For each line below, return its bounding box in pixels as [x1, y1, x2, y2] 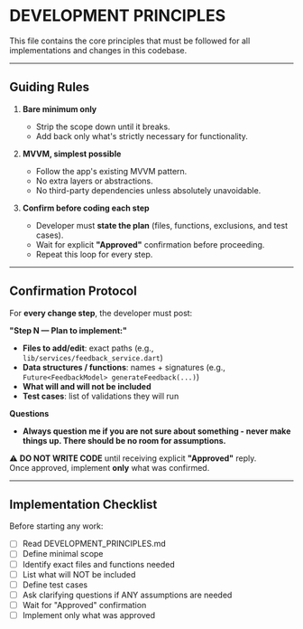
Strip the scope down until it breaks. [35, 121, 170, 132]
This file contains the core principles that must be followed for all [9, 35, 251, 46]
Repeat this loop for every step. [35, 249, 153, 259]
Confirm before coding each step [22, 202, 151, 213]
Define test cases [22, 579, 88, 590]
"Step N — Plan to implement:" [9, 324, 128, 335]
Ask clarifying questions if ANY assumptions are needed [22, 589, 233, 600]
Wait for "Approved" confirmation [22, 599, 147, 610]
